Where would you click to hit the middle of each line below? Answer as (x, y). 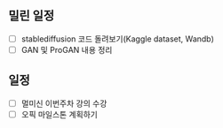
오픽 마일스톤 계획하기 (60, 114)
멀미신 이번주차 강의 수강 (64, 103)
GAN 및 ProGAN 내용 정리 (67, 49)
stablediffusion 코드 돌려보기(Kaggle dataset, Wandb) (118, 39)
